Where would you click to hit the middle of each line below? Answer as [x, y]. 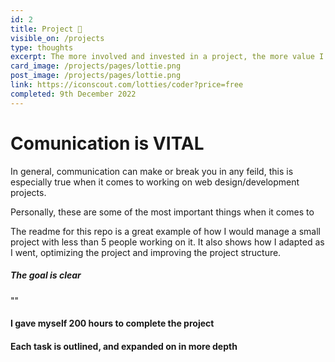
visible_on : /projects [57, 38]
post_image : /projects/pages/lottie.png [96, 76]
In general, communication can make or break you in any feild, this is [152, 171]
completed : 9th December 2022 [73, 94]
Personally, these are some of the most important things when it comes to [162, 212]
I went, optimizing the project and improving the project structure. [146, 252]
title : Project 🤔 [46, 29]
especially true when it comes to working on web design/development [155, 182]
